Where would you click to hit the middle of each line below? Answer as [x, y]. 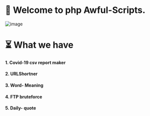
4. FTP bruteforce [24, 97]
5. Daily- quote [21, 108]
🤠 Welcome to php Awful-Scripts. [75, 10]
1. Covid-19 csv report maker [36, 62]
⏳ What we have [39, 45]
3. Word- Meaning [24, 85]
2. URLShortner [22, 74]
